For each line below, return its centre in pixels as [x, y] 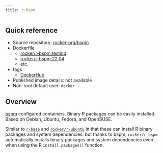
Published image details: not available [52, 80]
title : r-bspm [20, 10]
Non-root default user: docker [44, 86]
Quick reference [32, 31]
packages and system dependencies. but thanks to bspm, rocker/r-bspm [81, 134]
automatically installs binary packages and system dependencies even [79, 140]
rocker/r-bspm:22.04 [42, 59]
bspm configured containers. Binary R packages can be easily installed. [80, 114]
